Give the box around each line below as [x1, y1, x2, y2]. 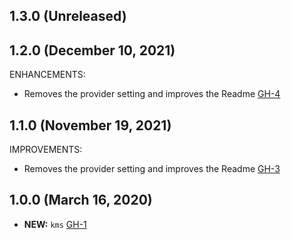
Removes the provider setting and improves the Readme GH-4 [23, 88, 281, 100]
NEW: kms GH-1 [23, 218, 87, 230]
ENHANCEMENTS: [9, 69, 86, 81]
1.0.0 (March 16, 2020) [9, 192, 153, 209]
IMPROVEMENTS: [9, 144, 83, 156]
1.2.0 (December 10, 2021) [9, 42, 176, 59]
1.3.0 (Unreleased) [9, 8, 127, 25]
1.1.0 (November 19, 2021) [9, 117, 172, 134]
